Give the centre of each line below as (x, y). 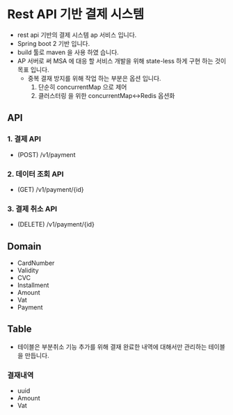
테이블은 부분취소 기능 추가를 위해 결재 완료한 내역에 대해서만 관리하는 (112, 347)
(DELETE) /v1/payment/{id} (56, 225)
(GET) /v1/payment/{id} (50, 189)
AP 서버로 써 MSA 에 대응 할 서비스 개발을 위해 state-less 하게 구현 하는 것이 (122, 60)
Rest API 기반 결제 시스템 (76, 14)
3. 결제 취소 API (32, 209)
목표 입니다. (33, 70)
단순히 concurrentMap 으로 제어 (82, 87)
